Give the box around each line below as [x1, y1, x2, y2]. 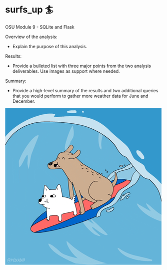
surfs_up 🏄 [5, 4, 53, 16]
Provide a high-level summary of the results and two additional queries [12, 87, 158, 93]
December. [12, 98, 35, 104]
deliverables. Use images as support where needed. [12, 68, 120, 74]
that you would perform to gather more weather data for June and [12, 93, 148, 99]
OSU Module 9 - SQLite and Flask [5, 24, 75, 30]
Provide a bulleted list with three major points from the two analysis [12, 63, 151, 69]
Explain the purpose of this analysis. [12, 43, 87, 49]
